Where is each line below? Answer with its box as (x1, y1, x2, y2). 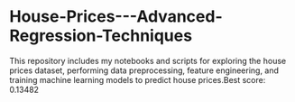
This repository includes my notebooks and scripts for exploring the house (9, 55, 287, 66)
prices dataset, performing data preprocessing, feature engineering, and (9, 65, 280, 76)
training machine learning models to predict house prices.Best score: (9, 74, 266, 85)
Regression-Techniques (9, 25, 192, 46)
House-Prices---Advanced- (9, 6, 223, 27)
